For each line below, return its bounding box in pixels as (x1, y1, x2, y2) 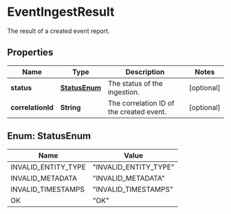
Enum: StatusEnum (7, 130, 91, 142)
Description (125, 67, 165, 76)
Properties (7, 47, 54, 58)
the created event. (107, 107, 167, 117)
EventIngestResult (7, 4, 115, 20)
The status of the (107, 78, 163, 88)
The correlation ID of (107, 98, 175, 108)
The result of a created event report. (7, 27, 110, 35)
